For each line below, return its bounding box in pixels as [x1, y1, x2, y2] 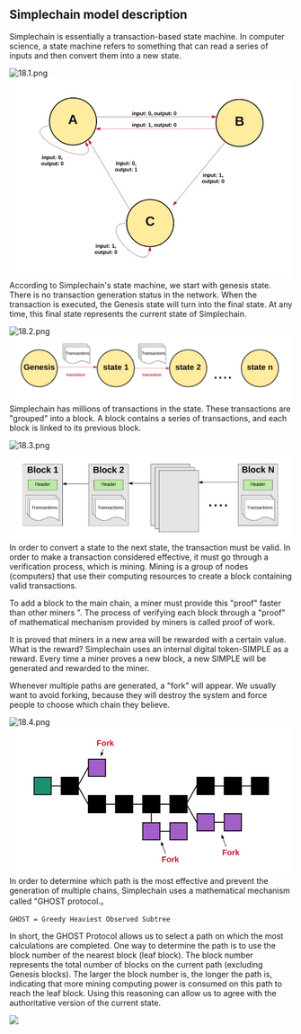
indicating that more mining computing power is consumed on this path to [9, 978, 283, 989]
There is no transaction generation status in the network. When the [9, 289, 258, 300]
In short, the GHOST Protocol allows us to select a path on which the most [9, 930, 284, 941]
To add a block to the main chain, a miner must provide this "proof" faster [9, 597, 281, 608]
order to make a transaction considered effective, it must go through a [9, 552, 270, 562]
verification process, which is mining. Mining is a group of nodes [9, 561, 249, 571]
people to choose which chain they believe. [9, 699, 171, 710]
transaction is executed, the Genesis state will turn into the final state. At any [9, 298, 293, 309]
